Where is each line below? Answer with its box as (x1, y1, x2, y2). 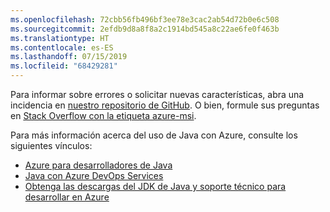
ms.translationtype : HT (10, 33, 110, 43)
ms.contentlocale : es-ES (10, 42, 114, 53)
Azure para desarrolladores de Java (24, 159, 173, 171)
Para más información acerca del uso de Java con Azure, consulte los (10, 129, 298, 141)
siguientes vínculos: (10, 140, 93, 151)
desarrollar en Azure (24, 191, 110, 203)
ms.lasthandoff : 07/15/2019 (10, 52, 128, 62)
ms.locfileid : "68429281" (10, 61, 118, 71)
